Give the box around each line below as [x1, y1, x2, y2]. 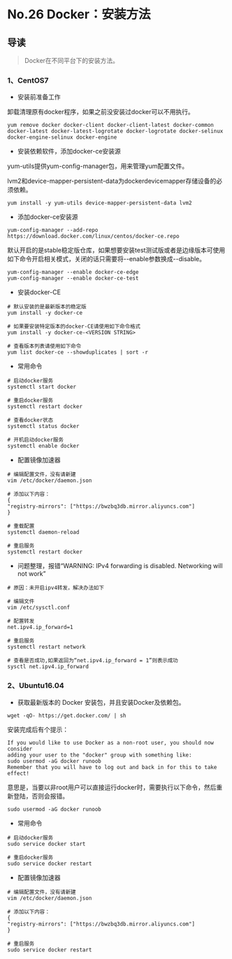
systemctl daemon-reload [7, 529, 80, 536]
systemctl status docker [7, 423, 80, 430]
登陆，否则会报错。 [13, 792, 68, 800]
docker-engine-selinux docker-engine [7, 134, 117, 141]
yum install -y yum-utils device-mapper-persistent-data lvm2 [7, 200, 192, 207]
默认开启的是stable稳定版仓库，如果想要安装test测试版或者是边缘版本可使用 [7, 246, 226, 254]
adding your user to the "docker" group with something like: [7, 751, 192, 759]
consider [7, 745, 33, 752]
